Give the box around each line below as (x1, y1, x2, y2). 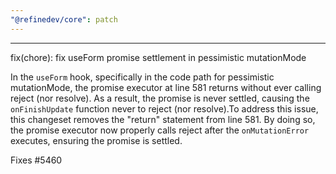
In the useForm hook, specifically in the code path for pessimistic (10, 71, 275, 83)
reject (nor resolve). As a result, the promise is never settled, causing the (10, 92, 310, 104)
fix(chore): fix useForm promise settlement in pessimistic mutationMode (10, 51, 307, 63)
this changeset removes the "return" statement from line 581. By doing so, (10, 113, 316, 125)
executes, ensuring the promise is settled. (10, 134, 183, 146)
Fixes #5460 (10, 154, 63, 166)
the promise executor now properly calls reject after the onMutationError (10, 124, 310, 136)
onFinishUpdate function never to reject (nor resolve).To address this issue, (10, 102, 319, 115)
